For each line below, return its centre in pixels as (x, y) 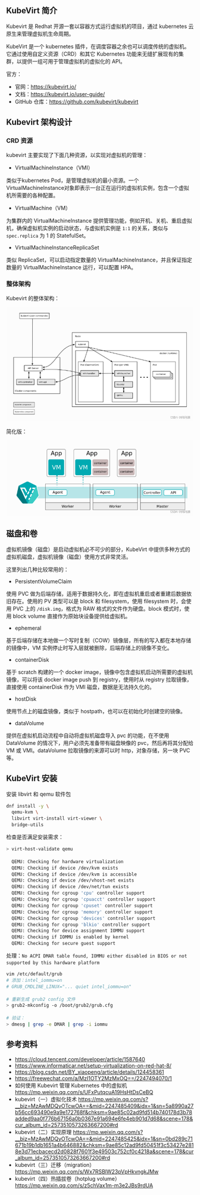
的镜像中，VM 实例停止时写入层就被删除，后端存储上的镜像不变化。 (89, 648)
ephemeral (28, 628)
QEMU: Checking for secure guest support (64, 944)
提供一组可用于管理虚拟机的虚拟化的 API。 (74, 61)
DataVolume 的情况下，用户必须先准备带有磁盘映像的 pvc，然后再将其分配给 (100, 743)
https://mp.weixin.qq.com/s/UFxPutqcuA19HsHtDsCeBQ (84, 1092)
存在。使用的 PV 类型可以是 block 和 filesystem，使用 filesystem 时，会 (99, 601)
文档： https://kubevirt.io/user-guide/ (60, 94)
